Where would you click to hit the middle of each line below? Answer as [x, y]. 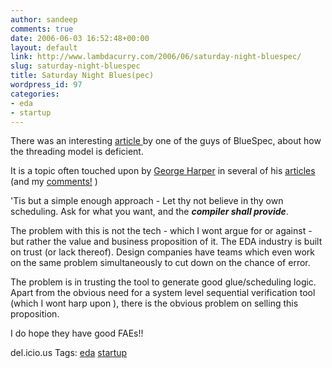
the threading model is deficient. [77, 152]
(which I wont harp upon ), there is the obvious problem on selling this [154, 303]
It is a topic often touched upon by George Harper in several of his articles [163, 171]
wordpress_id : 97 [46, 85]
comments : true [42, 29]
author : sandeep [44, 19]
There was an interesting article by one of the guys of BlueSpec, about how [166, 141]
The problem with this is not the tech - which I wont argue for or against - [161, 231]
